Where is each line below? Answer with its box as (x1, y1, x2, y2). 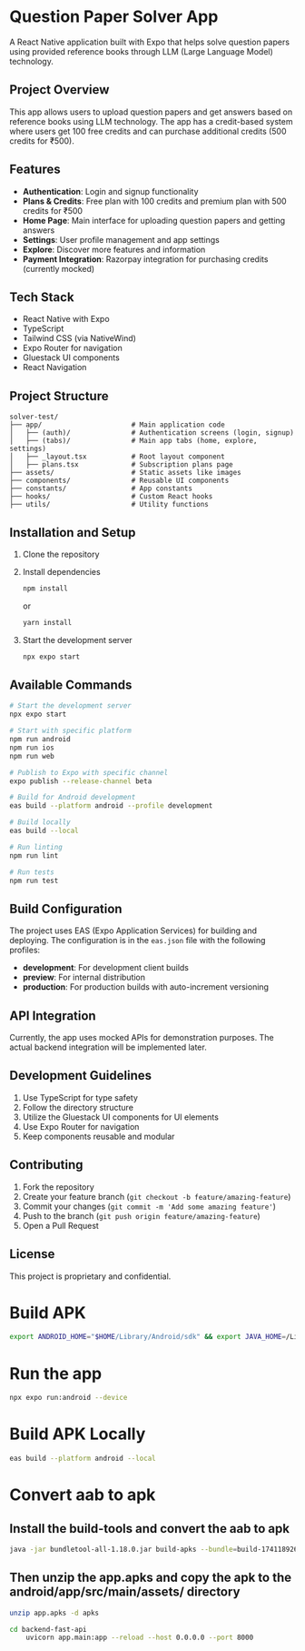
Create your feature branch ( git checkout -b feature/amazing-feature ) (22, 1191, 291, 1202)
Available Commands (9, 678, 133, 693)
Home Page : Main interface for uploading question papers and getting (22, 215, 286, 226)
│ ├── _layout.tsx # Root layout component (9, 452, 225, 461)
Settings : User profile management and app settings (22, 234, 220, 245)
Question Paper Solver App (9, 6, 219, 27)
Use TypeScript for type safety (22, 1092, 139, 1102)
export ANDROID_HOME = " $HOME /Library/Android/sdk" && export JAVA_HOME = (9, 1333, 286, 1342)
